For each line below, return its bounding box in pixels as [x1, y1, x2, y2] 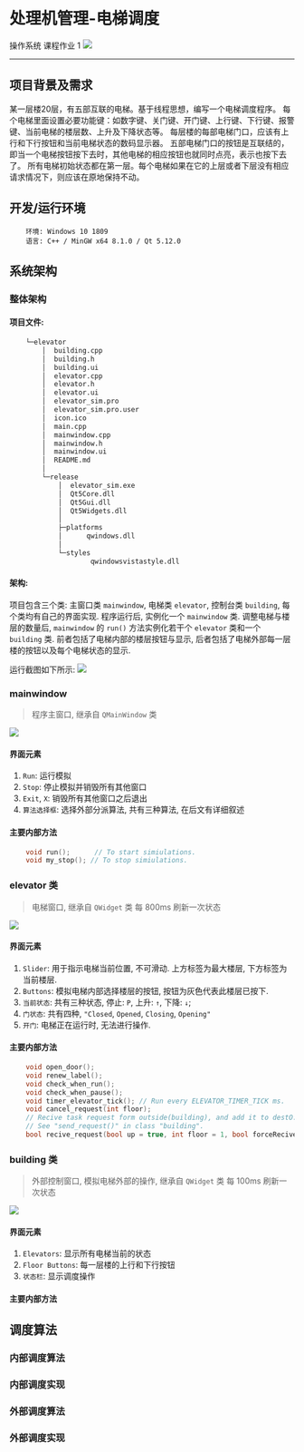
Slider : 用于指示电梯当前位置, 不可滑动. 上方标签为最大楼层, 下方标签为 [22, 962, 288, 973]
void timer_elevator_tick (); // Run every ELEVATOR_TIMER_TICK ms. [25, 1096, 285, 1106]
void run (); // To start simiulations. [25, 847, 196, 857]
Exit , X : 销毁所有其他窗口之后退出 [22, 793, 147, 804]
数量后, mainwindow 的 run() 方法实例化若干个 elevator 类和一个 [24, 622, 261, 633]
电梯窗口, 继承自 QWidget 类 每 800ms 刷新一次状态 [31, 901, 222, 912]
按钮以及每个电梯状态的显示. [24, 645, 131, 656]
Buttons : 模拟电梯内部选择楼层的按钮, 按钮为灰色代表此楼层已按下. [22, 985, 269, 996]
